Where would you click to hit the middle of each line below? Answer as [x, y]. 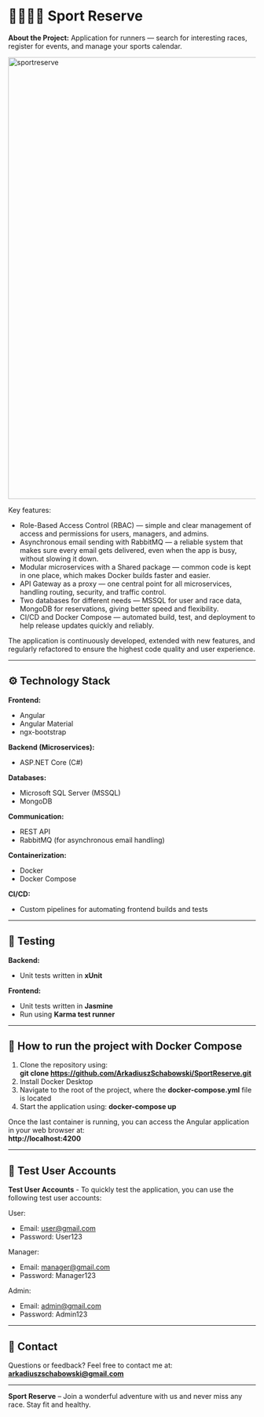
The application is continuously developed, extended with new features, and [132, 640]
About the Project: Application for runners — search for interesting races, [128, 38]
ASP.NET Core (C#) [51, 762]
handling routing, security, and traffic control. [93, 591]
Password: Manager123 [58, 1276]
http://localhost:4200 [44, 1139]
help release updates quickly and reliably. [87, 625]
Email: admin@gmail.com [60, 1306]
